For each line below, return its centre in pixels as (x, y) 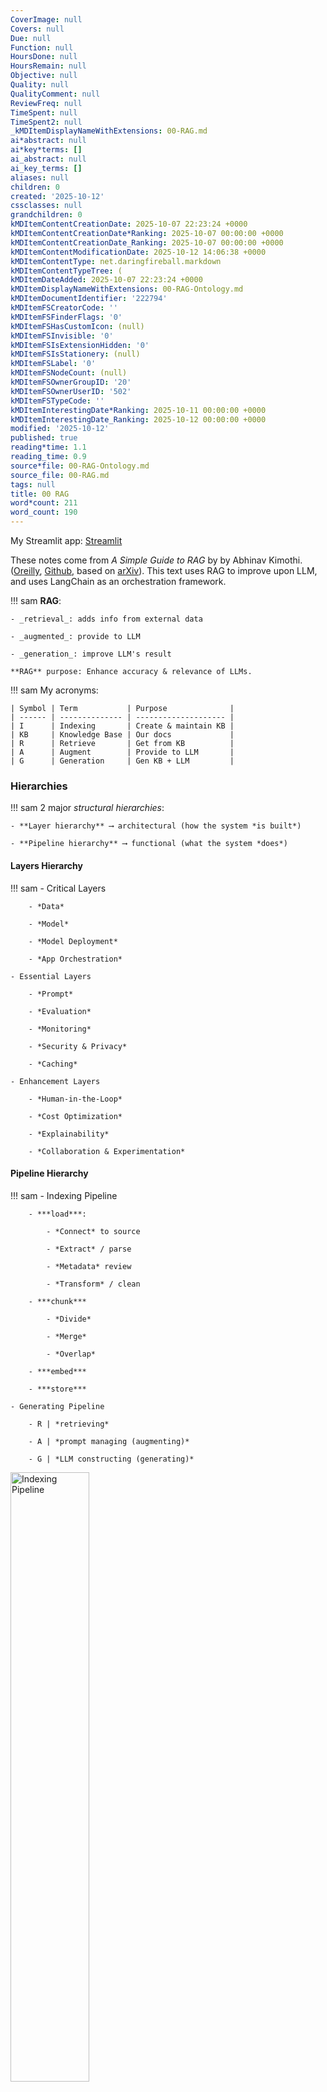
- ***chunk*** (57, 1301)
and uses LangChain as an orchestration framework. (118, 581)
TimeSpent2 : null (46, 122)
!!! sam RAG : (36, 600)
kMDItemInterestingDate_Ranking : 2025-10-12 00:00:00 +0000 (138, 419)
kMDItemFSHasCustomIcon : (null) (77, 326)
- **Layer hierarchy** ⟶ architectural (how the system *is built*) (156, 826)
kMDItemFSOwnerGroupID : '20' (71, 382)
